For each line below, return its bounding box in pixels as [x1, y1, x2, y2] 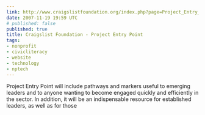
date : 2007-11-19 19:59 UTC [6, 15, 78, 21]
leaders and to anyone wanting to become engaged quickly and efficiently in [6, 89, 199, 97]
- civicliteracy [6, 49, 48, 55]
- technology [6, 60, 40, 66]
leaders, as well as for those [6, 102, 77, 109]
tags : [6, 37, 20, 43]
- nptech [6, 65, 29, 72]
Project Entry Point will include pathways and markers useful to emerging [6, 83, 190, 90]
